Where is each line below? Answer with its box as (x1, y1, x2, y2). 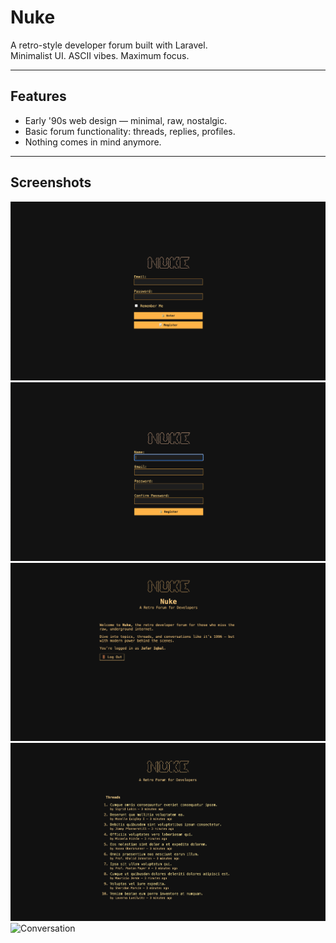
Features (10, 88, 67, 105)
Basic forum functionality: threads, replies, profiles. (24, 125, 236, 137)
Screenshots (10, 174, 92, 191)
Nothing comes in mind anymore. (24, 136, 162, 148)
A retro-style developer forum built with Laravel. (10, 39, 208, 51)
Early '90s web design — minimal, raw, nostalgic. (24, 114, 228, 126)
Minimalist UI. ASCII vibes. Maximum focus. (10, 49, 190, 61)
